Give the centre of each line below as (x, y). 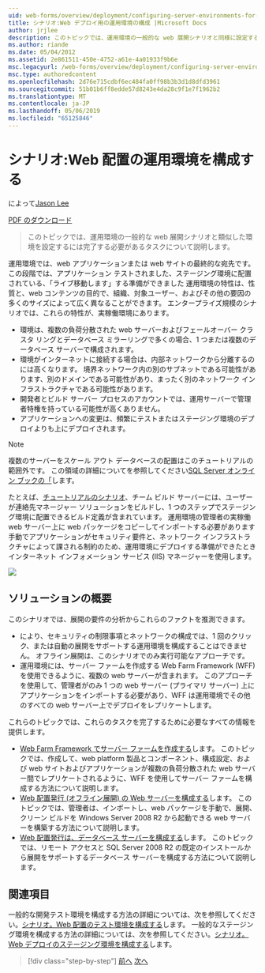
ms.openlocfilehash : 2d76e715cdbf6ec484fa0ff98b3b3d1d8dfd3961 (114, 81)
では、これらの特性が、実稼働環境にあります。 (97, 312)
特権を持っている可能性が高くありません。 (95, 409)
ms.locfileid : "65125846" (50, 119)
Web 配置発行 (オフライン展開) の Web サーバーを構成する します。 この (136, 798)
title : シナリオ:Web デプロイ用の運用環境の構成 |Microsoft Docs (108, 23)
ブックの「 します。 (48, 480)
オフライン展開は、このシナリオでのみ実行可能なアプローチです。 (142, 655)
